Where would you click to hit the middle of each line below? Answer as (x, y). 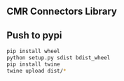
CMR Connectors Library (62, 12)
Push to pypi (34, 35)
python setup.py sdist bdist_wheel (58, 58)
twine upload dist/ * (37, 71)
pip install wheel (33, 52)
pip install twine (33, 64)
